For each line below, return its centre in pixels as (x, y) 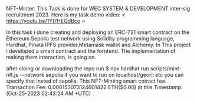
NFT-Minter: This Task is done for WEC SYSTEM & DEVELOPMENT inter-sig (98, 8)
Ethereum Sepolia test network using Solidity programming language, (91, 38)
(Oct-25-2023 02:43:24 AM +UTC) (49, 93)
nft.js (12, 75)
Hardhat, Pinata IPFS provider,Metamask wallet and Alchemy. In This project (98, 45)
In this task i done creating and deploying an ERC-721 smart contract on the (98, 32)
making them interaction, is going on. (51, 57)
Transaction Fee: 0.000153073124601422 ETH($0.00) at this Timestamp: (94, 87)
